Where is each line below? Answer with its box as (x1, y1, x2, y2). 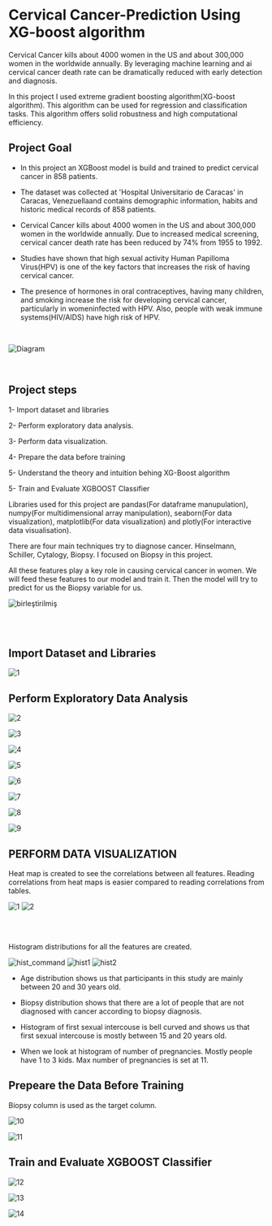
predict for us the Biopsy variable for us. (8, 582, 144, 592)
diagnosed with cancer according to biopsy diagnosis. (19, 1006, 202, 1016)
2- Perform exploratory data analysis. (8, 421, 134, 430)
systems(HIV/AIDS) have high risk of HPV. (19, 312, 161, 322)
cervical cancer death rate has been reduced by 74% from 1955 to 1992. (19, 238, 263, 247)
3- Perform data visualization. (8, 436, 108, 446)
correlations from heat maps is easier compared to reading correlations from (8, 877, 265, 887)
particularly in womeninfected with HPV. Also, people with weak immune (19, 303, 263, 313)
